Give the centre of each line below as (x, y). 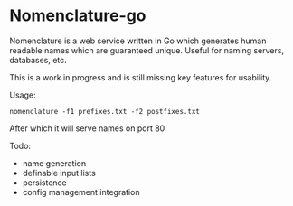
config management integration (81, 192)
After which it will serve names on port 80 (87, 128)
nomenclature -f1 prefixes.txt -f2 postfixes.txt (105, 111)
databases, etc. (38, 60)
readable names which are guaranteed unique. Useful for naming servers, (147, 50)
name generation (54, 163)
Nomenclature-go (78, 16)
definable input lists (59, 173)
